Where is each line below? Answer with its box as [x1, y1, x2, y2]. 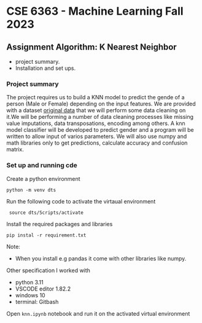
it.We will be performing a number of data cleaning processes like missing [6, 113, 194, 121]
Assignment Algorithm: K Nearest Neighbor [6, 42, 177, 52]
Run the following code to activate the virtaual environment [6, 197, 156, 205]
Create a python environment [6, 175, 81, 182]
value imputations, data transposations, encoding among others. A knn [6, 120, 185, 127]
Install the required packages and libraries [6, 220, 113, 227]
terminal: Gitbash [15, 298, 59, 305]
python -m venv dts [6, 187, 56, 193]
